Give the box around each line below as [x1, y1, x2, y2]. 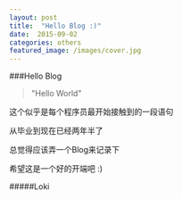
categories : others [9, 37, 82, 47]
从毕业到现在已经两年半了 [9, 126, 103, 137]
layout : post [9, 12, 58, 22]
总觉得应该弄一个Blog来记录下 [9, 145, 120, 155]
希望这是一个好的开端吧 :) [9, 163, 103, 174]
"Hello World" [30, 88, 82, 99]
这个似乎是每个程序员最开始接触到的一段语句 [9, 106, 174, 117]
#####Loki [9, 181, 50, 192]
